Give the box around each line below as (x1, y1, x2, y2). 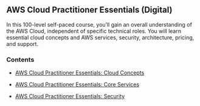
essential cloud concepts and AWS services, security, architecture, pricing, (6, 33, 195, 41)
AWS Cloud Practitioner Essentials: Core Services (15, 81, 140, 88)
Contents (6, 55, 35, 64)
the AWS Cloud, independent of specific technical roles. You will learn (6, 27, 181, 35)
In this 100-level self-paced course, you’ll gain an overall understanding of (6, 21, 193, 28)
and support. (6, 40, 38, 47)
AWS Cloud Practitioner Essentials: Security (15, 93, 125, 100)
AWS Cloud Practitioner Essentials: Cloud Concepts (15, 69, 145, 76)
